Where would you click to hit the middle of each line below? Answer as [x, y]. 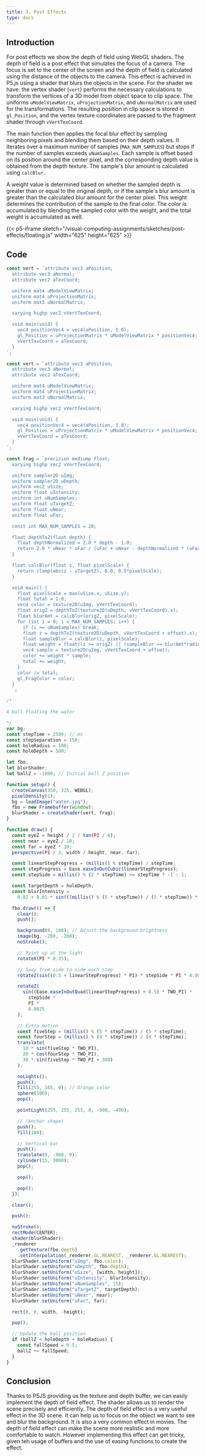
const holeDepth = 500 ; [37, 752]
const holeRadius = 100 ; [38, 745]
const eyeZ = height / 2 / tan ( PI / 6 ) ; [64, 835]
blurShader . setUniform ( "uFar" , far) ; [60, 1301]
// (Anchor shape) [41, 1121]
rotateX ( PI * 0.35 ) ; [43, 958]
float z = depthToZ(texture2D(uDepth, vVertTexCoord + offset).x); [110, 633]
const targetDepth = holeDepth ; [53, 886]
